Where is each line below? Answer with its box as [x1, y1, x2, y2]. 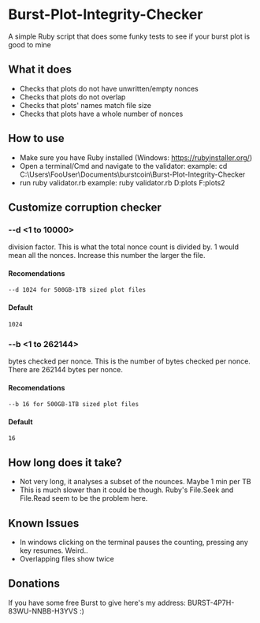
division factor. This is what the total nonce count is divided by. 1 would [8, 242, 239, 252]
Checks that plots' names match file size [19, 100, 152, 110]
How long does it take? [8, 456, 122, 469]
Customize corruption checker [8, 200, 162, 214]
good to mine [8, 39, 51, 49]
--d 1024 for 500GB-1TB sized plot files [8, 286, 147, 294]
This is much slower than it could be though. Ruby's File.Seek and [19, 485, 234, 494]
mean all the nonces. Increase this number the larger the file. [8, 251, 206, 260]
